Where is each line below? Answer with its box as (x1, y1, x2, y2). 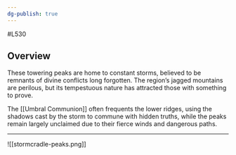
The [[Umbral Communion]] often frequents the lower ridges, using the (7, 105, 213, 113)
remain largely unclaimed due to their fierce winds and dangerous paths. (7, 120, 218, 128)
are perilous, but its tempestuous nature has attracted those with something (7, 84, 227, 92)
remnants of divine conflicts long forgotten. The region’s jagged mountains (7, 76, 223, 85)
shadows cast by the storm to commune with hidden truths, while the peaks (7, 112, 227, 120)
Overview (7, 50, 51, 62)
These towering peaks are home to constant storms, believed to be (7, 68, 202, 77)
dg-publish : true (7, 10, 58, 18)
